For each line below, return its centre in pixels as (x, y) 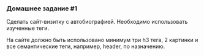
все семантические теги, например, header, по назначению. (86, 46)
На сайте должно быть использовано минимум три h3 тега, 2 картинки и (102, 40)
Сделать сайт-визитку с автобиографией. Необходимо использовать (97, 22)
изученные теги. (28, 28)
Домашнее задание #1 (42, 9)
